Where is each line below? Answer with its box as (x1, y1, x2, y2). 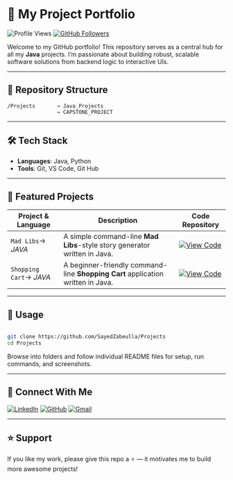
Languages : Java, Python (17, 156, 92, 165)
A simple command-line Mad (63, 232, 159, 242)
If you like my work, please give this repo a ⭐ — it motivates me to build (7, 454, 212, 463)
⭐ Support (7, 432, 52, 444)
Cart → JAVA (10, 272, 51, 282)
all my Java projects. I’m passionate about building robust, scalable (7, 50, 200, 58)
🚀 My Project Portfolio (7, 6, 135, 22)
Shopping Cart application (76, 269, 164, 279)
